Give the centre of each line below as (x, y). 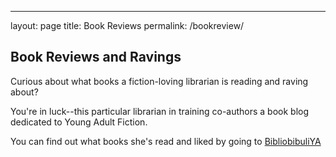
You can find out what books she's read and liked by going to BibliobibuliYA (166, 141)
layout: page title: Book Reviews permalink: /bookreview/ (127, 25)
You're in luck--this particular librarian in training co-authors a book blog (160, 111)
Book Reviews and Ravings (96, 57)
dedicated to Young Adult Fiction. (79, 122)
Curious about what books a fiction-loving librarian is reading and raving (159, 81)
